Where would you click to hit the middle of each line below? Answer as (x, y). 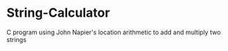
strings (17, 39)
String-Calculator (58, 13)
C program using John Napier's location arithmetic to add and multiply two (114, 32)
